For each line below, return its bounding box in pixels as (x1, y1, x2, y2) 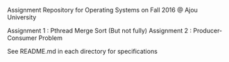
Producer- (193, 27, 223, 34)
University (7, 13, 37, 21)
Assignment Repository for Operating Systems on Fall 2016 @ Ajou (7, 6, 198, 14)
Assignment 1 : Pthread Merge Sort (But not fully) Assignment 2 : (7, 27, 192, 34)
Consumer (7, 34, 37, 42)
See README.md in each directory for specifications (7, 48, 158, 55)
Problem (38, 34, 62, 42)
